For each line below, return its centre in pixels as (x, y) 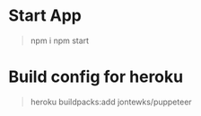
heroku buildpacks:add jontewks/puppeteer (111, 102)
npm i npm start (60, 40)
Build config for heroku (96, 77)
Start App (45, 16)
